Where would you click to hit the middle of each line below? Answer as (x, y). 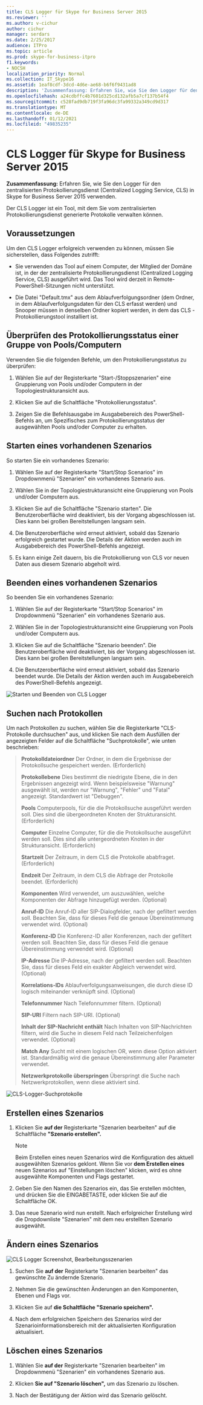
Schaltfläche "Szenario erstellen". (58, 1134)
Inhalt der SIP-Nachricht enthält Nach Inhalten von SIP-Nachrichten (106, 1027)
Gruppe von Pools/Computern (64, 345)
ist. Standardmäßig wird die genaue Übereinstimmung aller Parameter (108, 1058)
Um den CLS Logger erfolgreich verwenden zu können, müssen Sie (90, 248)
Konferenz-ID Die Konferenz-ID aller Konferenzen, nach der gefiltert (106, 936)
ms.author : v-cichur (32, 23)
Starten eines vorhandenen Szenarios (79, 446)
